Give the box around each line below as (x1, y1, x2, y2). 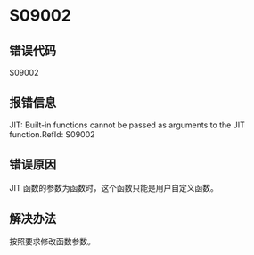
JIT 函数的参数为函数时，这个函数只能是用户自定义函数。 (9, 182, 218, 193)
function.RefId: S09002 (9, 128, 95, 139)
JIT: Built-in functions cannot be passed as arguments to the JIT (9, 119, 245, 130)
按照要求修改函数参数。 (9, 236, 95, 247)
